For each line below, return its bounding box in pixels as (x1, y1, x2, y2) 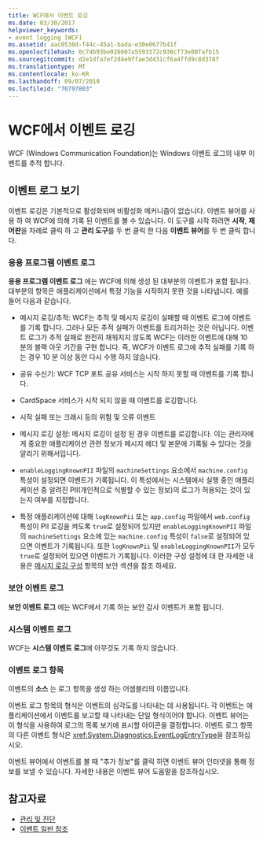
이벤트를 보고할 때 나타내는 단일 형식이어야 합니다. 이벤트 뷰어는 (54, 710, 250, 721)
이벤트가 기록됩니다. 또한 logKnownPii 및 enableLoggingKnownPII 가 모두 (34, 541, 256, 551)
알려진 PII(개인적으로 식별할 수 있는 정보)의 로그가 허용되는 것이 (49, 485, 243, 495)
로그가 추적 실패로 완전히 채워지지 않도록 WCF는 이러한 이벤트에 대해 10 (27, 332, 248, 343)
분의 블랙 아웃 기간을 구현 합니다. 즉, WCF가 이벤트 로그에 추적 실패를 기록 (19, 343, 247, 352)
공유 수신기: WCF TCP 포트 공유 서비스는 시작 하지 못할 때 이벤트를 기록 (19, 369, 239, 379)
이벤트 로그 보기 (8, 183, 80, 197)
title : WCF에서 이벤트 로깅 (8, 11, 89, 20)
